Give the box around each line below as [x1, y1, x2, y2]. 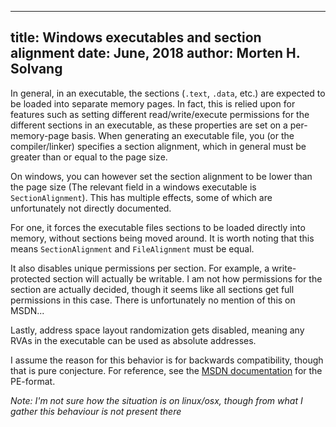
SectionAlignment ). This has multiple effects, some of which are [10, 191, 273, 203]
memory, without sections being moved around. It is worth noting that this [10, 232, 315, 244]
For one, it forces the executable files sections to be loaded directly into [10, 221, 306, 233]
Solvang [10, 61, 63, 78]
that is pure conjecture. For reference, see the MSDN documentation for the [10, 364, 323, 376]
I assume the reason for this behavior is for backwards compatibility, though [10, 354, 324, 366]
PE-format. [10, 375, 56, 387]
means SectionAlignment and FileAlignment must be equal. [10, 242, 255, 255]
